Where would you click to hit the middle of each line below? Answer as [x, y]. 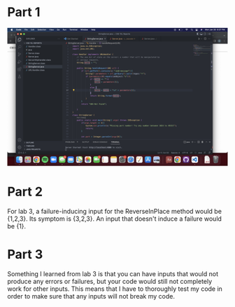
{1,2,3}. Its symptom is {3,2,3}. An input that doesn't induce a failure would [115, 219]
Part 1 [24, 12]
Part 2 [25, 192]
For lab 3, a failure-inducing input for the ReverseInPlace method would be [115, 211]
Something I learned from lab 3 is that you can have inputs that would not [113, 273]
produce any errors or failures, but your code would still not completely [110, 281]
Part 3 [25, 255]
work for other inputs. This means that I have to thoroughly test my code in [115, 289]
